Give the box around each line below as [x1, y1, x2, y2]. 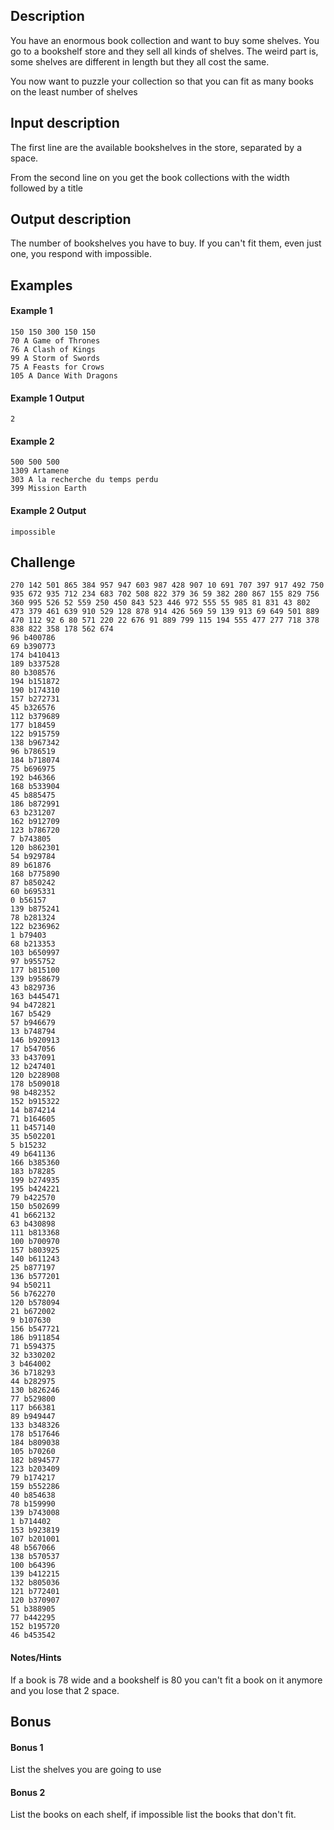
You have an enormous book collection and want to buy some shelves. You [10, 34, 320, 46]
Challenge [10, 554, 76, 571]
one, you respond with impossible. [10, 248, 152, 260]
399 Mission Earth [10, 484, 87, 494]
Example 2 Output [10, 505, 87, 517]
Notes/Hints [10, 1652, 62, 1664]
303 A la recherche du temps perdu [10, 475, 159, 485]
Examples [10, 277, 73, 294]
